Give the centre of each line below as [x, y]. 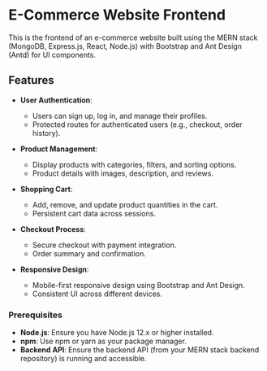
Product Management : [59, 149]
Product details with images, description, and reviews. [123, 173]
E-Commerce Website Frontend [117, 15]
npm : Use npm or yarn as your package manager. [103, 341]
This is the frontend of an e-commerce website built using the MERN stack [133, 37]
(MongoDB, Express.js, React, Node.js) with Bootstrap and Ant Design [125, 46]
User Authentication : [56, 100]
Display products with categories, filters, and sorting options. [134, 164]
